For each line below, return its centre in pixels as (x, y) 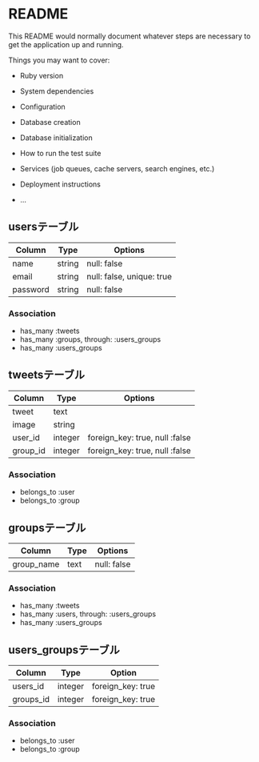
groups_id (31, 700)
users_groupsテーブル (64, 650)
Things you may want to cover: (59, 60)
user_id (26, 437)
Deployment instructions (60, 184)
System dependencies (57, 91)
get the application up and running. (66, 44)
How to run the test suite (60, 153)
